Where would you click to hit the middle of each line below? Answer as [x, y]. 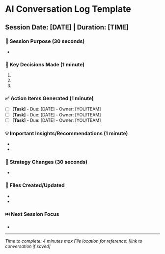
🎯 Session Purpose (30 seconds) [45, 41]
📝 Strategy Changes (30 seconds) [46, 162]
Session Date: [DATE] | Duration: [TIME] [67, 27]
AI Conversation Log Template [68, 9]
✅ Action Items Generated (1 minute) [50, 98]
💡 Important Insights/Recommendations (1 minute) [67, 133]
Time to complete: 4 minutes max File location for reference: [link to [74, 241]
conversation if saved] [28, 246]
